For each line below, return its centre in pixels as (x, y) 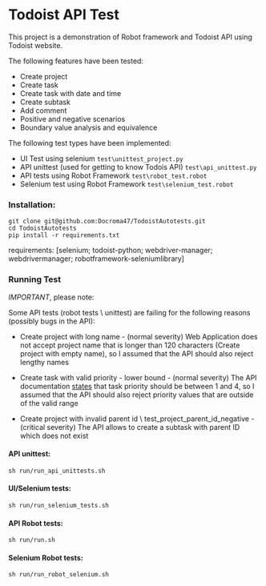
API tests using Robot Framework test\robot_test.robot (113, 175)
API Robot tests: (36, 523)
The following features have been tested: (76, 61)
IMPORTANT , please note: (51, 297)
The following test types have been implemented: (90, 142)
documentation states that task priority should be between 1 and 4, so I (137, 386)
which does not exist (54, 435)
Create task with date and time (71, 93)
